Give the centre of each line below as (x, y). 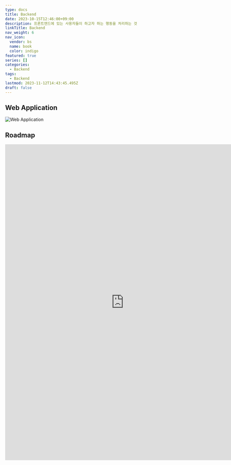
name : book (21, 46)
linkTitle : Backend (25, 28)
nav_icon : (15, 38)
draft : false (19, 88)
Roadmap (20, 135)
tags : (11, 74)
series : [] (16, 60)
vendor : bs (21, 42)
